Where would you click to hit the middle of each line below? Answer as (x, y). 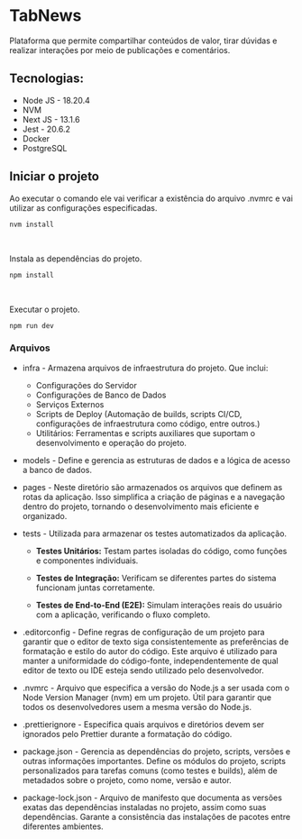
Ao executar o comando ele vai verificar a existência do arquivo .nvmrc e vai (151, 198)
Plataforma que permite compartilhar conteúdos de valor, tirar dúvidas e (143, 41)
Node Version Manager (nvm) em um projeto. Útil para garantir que (147, 697)
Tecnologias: (46, 79)
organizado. (45, 515)
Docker (36, 138)
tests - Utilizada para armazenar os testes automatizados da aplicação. (154, 533)
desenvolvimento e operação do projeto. (111, 442)
